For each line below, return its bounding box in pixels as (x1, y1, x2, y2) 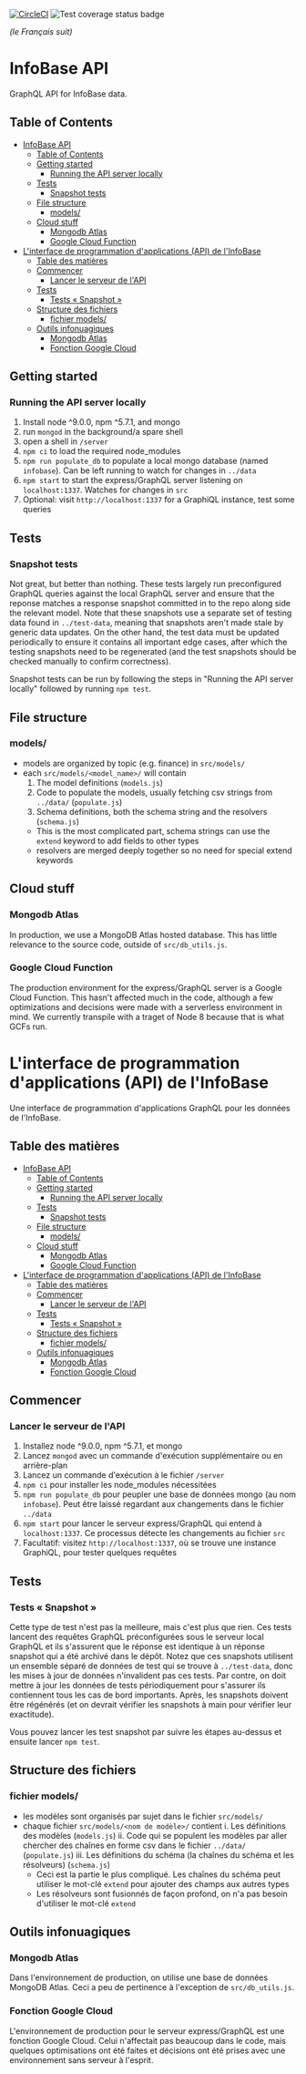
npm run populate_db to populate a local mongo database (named (22, 456, 269, 467)
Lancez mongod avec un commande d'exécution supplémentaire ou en (22, 1450, 283, 1461)
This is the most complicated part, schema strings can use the (36, 825, 270, 836)
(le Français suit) (9, 26, 73, 36)
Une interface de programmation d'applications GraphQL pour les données (9, 1102, 291, 1113)
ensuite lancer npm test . (9, 1736, 100, 1747)
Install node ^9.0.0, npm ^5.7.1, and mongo (22, 417, 180, 428)
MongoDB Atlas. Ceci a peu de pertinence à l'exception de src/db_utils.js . (9, 1982, 294, 1993)
